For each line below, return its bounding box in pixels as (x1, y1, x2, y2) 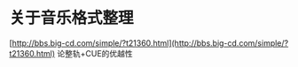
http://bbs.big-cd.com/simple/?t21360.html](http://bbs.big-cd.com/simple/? (12, 37, 289, 48)
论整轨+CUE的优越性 (57, 48, 133, 58)
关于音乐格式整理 (9, 8, 135, 28)
